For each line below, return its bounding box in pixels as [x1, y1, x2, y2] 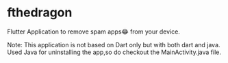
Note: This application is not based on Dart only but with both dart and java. [7, 40, 220, 49]
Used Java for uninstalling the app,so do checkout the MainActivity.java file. [7, 48, 221, 56]
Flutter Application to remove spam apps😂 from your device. [7, 27, 180, 36]
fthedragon [7, 5, 73, 21]
